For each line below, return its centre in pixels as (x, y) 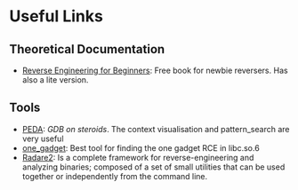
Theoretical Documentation (87, 49)
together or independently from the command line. (115, 176)
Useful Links (56, 16)
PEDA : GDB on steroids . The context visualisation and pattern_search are (156, 129)
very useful (43, 139)
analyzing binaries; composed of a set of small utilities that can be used (153, 167)
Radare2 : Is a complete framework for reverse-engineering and (138, 157)
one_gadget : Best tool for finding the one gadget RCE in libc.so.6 (141, 147)
